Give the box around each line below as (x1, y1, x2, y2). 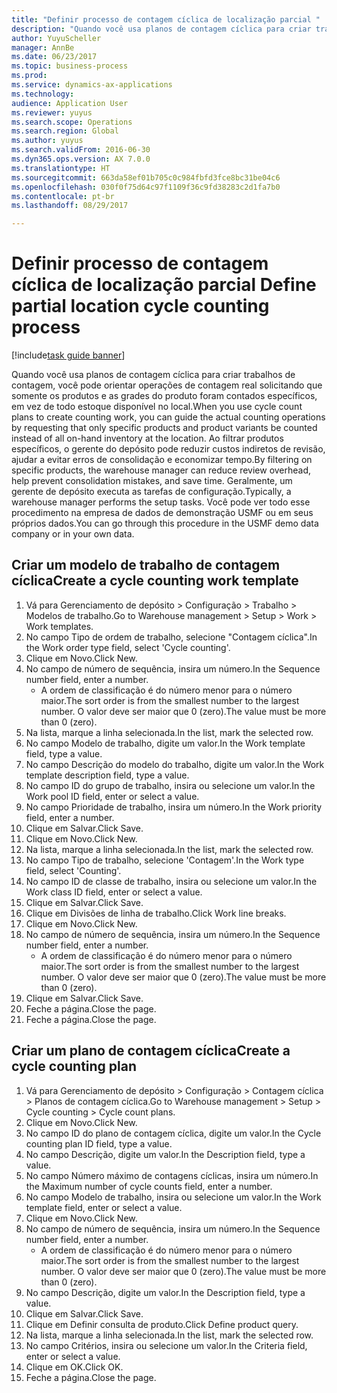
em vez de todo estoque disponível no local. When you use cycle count (11, 401, 303, 413)
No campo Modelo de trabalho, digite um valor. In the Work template (25, 737, 306, 749)
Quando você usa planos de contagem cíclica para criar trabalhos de (11, 369, 296, 381)
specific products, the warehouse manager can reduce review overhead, (11, 464, 312, 476)
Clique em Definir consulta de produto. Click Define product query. (25, 1318, 299, 1330)
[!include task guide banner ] (11, 349, 126, 361)
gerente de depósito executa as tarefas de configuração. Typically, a (11, 486, 292, 498)
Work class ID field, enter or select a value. (25, 886, 203, 898)
